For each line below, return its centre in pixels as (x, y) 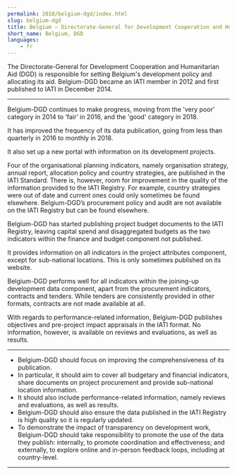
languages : (23, 40)
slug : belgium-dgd (34, 20)
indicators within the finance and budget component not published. (105, 239)
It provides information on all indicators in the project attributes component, (117, 252)
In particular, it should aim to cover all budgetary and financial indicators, (123, 375)
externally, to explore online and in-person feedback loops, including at (121, 450)
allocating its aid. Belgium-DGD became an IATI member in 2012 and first (113, 81)
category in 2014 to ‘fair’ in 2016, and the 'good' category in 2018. (103, 117)
